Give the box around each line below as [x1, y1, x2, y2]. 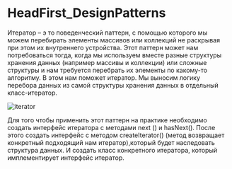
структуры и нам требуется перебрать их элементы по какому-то [7, 66, 207, 74]
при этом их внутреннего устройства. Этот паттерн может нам [7, 43, 199, 52]
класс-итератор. [7, 88, 58, 97]
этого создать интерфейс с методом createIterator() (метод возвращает [7, 131, 225, 139]
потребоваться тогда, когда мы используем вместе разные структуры [7, 51, 222, 59]
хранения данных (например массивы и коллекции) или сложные [7, 58, 207, 66]
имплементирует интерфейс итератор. [7, 153, 125, 162]
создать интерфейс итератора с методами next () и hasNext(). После [7, 123, 216, 132]
